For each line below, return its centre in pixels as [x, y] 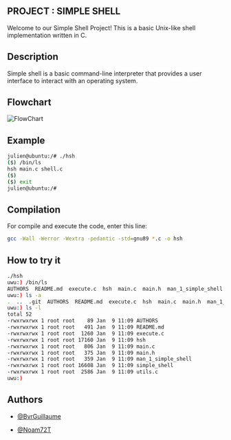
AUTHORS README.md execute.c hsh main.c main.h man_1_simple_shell [115, 289]
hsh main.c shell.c [35, 169]
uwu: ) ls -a [24, 295]
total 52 [20, 315]
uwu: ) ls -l [24, 308]
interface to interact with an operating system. [73, 80]
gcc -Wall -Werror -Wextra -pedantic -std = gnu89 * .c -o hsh [95, 239]
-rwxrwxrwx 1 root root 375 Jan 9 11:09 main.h [81, 353]
